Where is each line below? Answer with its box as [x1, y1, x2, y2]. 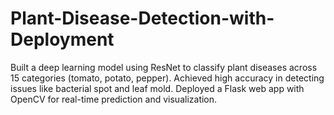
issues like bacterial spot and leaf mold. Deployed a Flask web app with [10, 82, 305, 94]
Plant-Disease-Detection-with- [10, 7, 275, 30]
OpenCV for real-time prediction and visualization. [10, 93, 218, 105]
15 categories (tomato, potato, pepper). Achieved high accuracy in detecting [10, 72, 325, 84]
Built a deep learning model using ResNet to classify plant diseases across [10, 61, 318, 73]
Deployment [10, 28, 115, 51]
